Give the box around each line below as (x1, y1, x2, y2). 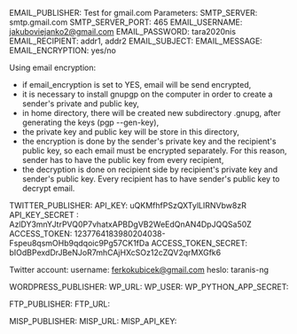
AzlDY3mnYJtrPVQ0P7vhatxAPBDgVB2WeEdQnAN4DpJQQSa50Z (9, 219, 253, 229)
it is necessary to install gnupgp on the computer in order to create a (21, 89, 273, 99)
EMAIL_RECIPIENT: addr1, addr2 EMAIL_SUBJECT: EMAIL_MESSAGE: (9, 35, 263, 46)
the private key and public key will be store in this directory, (21, 127, 239, 136)
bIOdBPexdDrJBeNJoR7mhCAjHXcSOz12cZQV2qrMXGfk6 (9, 247, 222, 258)
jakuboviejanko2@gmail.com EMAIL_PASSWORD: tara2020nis (9, 27, 237, 36)
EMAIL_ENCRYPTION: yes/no (9, 45, 117, 56)
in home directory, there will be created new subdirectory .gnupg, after (21, 108, 281, 118)
